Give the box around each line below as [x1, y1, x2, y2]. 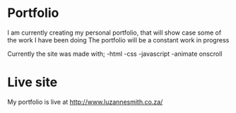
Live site [7, 74, 58, 90]
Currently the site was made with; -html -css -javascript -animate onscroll [7, 49, 223, 58]
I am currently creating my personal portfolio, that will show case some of [7, 28, 222, 37]
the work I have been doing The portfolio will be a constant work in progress [7, 35, 230, 44]
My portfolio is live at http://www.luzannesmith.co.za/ [7, 97, 163, 106]
